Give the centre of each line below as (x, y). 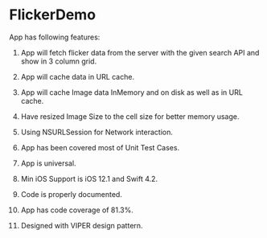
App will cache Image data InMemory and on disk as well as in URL (132, 92)
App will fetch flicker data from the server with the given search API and (140, 52)
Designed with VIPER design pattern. (82, 225)
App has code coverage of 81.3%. (77, 210)
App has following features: (55, 37)
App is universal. (48, 163)
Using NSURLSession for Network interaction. (97, 132)
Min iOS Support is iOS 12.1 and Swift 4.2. (89, 178)
